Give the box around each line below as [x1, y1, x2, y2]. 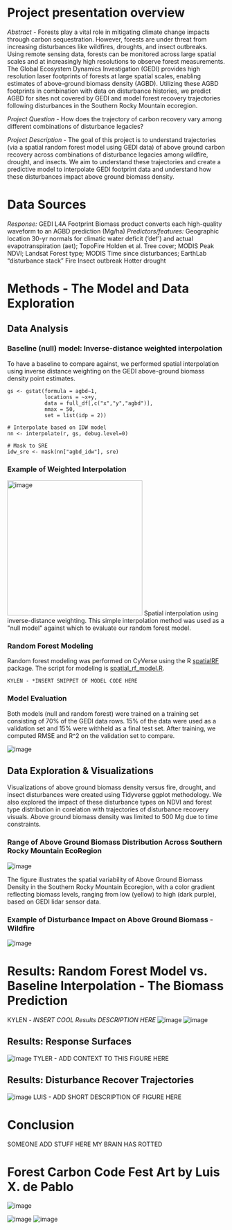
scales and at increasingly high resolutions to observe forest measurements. [7, 57, 225, 65]
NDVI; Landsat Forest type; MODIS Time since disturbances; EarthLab [7, 249, 207, 257]
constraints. [7, 820, 42, 829]
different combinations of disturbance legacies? [7, 122, 144, 130]
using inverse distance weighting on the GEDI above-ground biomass [7, 367, 205, 375]
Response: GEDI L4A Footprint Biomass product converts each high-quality [7, 220, 222, 228]
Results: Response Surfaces [7, 1036, 132, 1048]
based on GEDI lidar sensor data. [7, 897, 102, 906]
